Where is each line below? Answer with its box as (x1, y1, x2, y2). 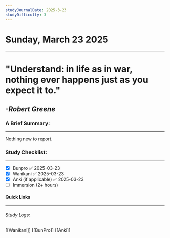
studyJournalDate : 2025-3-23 (5, 7, 67, 13)
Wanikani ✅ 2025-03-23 (12, 170, 64, 177)
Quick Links (5, 194, 31, 200)
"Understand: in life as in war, (5, 63, 133, 75)
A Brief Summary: (5, 120, 50, 127)
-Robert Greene (5, 105, 56, 114)
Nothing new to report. (5, 136, 53, 142)
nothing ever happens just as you (5, 74, 148, 85)
